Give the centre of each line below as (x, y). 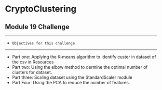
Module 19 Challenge (37, 27)
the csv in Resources (33, 62)
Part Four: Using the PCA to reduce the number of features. (71, 82)
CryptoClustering (41, 9)
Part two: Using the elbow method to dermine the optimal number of (80, 67)
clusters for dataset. (32, 72)
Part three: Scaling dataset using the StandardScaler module (72, 77)
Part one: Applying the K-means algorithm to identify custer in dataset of (84, 57)
